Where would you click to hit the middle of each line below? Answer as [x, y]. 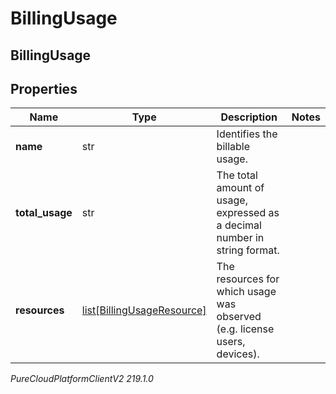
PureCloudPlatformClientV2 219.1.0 [82, 379]
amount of [240, 188]
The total [237, 175]
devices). [238, 354]
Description [249, 117]
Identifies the [247, 134]
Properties [44, 88]
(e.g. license [245, 329]
